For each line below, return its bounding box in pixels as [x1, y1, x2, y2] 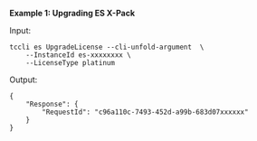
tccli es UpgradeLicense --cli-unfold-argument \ [9, 42, 205, 52]
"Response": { [25, 99, 79, 108]
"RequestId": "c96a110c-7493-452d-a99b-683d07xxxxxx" [42, 108, 249, 117]
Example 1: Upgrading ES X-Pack [9, 8, 136, 18]
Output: [9, 74, 38, 85]
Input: [9, 25, 32, 35]
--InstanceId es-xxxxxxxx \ [25, 51, 131, 60]
